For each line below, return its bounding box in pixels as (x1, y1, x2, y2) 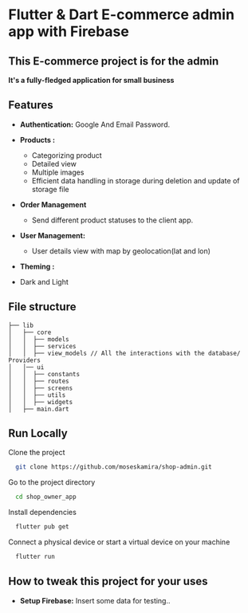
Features (8, 98, 53, 112)
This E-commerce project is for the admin (8, 54, 219, 68)
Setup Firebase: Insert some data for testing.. (19, 595, 171, 605)
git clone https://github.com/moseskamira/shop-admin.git (15, 463, 213, 471)
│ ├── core (8, 328, 52, 336)
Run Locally (8, 426, 68, 440)
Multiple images (31, 167, 85, 177)
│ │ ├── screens (8, 384, 73, 392)
